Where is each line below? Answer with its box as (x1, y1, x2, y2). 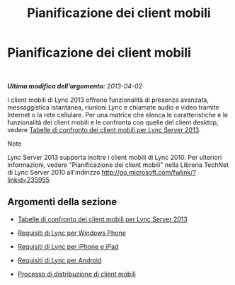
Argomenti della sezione (7, 196, 117, 208)
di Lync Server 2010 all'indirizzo (7, 168, 101, 176)
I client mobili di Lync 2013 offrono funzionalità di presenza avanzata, (7, 95, 209, 104)
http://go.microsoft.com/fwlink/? (101, 168, 197, 176)
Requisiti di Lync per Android (17, 256, 102, 264)
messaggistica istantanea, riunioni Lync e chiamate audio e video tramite (7, 103, 219, 111)
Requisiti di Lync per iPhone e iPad (17, 242, 119, 250)
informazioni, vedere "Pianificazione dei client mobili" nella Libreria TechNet (7, 161, 229, 169)
